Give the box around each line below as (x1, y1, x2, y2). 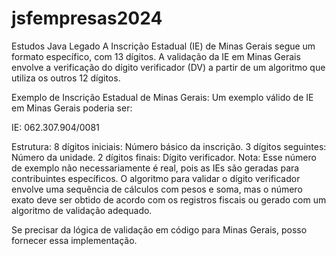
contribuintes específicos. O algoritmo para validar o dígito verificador (11, 172, 301, 184)
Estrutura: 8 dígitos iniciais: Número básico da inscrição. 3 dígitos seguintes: (11, 140, 327, 152)
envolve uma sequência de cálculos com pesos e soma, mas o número (11, 183, 303, 195)
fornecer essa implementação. (11, 234, 138, 246)
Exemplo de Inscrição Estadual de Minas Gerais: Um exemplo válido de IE (11, 91, 314, 103)
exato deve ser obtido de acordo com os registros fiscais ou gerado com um (11, 193, 327, 206)
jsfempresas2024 (11, 7, 163, 30)
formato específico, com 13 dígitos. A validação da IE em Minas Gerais (11, 50, 301, 62)
